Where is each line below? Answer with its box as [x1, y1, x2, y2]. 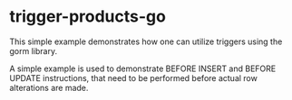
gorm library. [9, 45, 57, 56]
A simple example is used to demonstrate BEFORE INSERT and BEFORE [9, 63, 277, 74]
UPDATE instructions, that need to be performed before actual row [9, 72, 258, 83]
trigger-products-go [9, 6, 166, 27]
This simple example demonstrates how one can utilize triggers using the [9, 36, 283, 47]
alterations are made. [9, 82, 89, 93]
